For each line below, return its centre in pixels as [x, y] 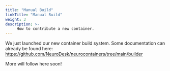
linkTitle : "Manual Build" [34, 15]
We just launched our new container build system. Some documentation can [85, 43]
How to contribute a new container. [55, 29]
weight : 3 [16, 19]
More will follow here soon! [34, 64]
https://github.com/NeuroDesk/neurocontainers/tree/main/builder [74, 54]
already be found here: [29, 49]
